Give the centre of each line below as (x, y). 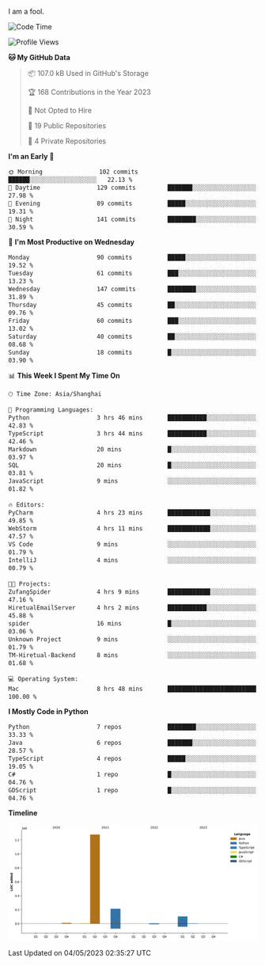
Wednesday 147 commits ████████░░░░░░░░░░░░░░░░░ (132, 289)
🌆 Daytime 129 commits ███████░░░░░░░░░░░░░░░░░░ (132, 188)
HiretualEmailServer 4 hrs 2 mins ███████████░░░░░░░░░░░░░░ (132, 608)
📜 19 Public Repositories (67, 125)
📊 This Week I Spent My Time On (64, 376)
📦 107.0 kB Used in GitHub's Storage (88, 73)
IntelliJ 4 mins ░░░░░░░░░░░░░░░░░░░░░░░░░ (132, 560)
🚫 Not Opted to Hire (60, 110)
